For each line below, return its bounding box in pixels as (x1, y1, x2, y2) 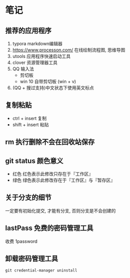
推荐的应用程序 (5, 26, 52, 35)
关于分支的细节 (5, 193, 52, 202)
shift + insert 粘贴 (12, 122, 49, 128)
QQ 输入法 (12, 66, 34, 72)
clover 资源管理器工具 (12, 60, 58, 66)
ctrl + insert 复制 (12, 115, 47, 121)
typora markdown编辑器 (12, 41, 63, 46)
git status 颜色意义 (5, 156, 64, 165)
